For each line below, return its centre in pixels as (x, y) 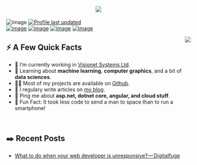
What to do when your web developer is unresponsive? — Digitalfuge (97, 156)
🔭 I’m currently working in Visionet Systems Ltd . (72, 64)
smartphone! (30, 108)
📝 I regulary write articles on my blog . (60, 89)
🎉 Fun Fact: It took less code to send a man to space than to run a (94, 102)
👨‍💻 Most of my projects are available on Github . (72, 83)
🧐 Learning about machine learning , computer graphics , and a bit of (98, 71)
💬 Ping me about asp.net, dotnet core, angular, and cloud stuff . (92, 95)
